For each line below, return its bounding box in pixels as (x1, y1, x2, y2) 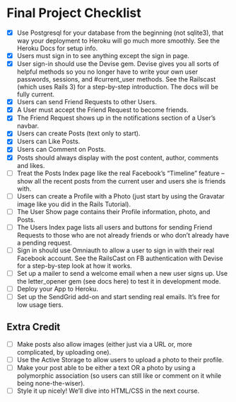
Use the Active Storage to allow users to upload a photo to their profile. (16, 355, 224, 364)
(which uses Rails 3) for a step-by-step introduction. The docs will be (16, 83, 218, 91)
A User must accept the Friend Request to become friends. (16, 106, 189, 114)
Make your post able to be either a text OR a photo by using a (16, 364, 196, 372)
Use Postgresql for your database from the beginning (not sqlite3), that (16, 28, 224, 37)
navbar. (16, 122, 40, 130)
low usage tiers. (16, 301, 64, 309)
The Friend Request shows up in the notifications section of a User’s (16, 113, 216, 122)
